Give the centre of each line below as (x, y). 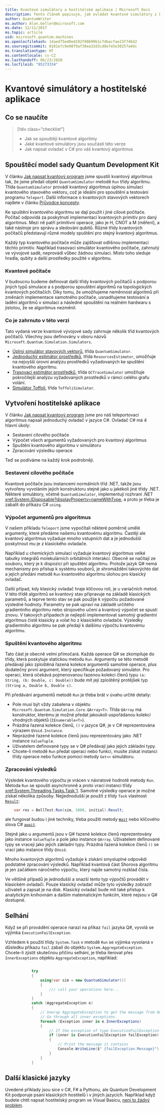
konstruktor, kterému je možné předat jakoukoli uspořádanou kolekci (81, 715)
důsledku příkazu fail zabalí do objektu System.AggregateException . (74, 947)
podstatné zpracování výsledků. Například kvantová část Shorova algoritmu (82, 864)
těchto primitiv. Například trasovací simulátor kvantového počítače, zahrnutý (82, 248)
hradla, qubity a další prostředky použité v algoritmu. (58, 258)
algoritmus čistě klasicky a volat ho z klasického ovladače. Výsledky (74, 620)
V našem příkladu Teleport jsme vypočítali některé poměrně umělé (73, 528)
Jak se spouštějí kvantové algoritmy (61, 139)
